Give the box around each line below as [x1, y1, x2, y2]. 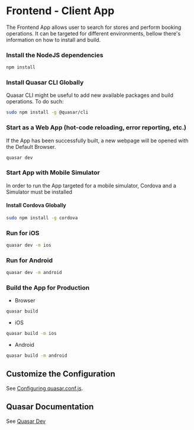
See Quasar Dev [6, 418, 46, 425]
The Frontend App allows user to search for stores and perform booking [6, 24, 182, 31]
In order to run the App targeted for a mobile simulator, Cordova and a [6, 182, 176, 189]
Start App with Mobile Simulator [6, 168, 101, 177]
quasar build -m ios [6, 331, 57, 337]
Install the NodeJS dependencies [6, 51, 104, 59]
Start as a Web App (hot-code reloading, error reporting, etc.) [6, 123, 187, 132]
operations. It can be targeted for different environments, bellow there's [6, 30, 181, 37]
